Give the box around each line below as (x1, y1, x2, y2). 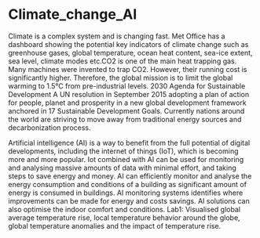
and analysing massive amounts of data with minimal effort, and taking (8, 163, 237, 172)
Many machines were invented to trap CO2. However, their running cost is (8, 64, 247, 74)
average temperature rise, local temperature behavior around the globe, (8, 213, 241, 222)
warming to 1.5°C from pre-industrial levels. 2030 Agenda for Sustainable (8, 81, 246, 91)
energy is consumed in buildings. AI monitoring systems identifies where (8, 188, 244, 197)
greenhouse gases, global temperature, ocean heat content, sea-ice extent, (8, 48, 253, 57)
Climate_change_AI (8, 5, 137, 23)
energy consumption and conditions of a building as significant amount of (8, 179, 247, 189)
